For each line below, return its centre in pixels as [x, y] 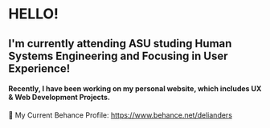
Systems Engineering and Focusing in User [118, 56]
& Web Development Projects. [59, 98]
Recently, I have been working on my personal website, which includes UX [135, 89]
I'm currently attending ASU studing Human [120, 44]
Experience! [39, 68]
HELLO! [33, 14]
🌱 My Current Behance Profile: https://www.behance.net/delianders [121, 115]
